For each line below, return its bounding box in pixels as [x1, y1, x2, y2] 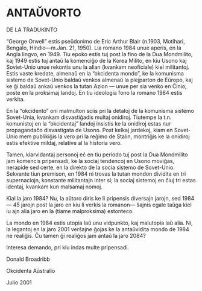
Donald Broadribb [6, 255, 50, 263]
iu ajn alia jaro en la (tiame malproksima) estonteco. [6, 207, 134, 214]
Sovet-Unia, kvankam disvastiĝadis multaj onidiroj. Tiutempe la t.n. [6, 114, 172, 121]
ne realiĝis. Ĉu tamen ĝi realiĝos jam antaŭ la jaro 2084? [6, 232, 146, 239]
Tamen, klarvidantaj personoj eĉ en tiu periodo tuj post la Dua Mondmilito [6, 151, 188, 158]
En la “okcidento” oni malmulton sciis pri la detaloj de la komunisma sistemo [6, 107, 194, 114]
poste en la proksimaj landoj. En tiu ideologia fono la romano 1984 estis [6, 89, 183, 96]
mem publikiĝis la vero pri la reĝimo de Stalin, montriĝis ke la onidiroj [19, 133, 190, 140]
